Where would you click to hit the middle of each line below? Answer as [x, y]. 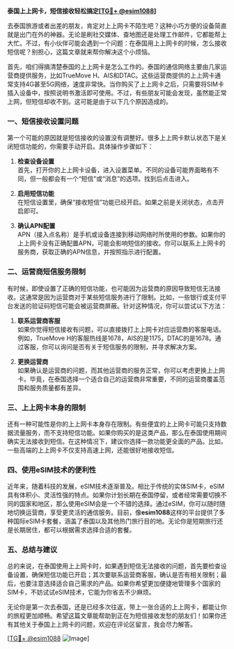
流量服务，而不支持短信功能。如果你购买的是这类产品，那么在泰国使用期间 [120, 432]
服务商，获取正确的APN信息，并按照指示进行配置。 [91, 252]
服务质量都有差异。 [57, 388]
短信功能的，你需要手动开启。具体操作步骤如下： [83, 146]
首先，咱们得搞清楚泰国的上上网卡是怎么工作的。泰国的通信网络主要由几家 [114, 67]
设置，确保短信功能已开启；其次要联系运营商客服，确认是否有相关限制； [117, 575]
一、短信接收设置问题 [43, 121]
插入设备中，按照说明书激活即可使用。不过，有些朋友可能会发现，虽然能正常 [117, 93]
